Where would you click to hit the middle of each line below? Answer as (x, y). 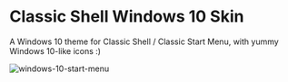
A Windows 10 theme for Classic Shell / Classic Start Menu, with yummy (144, 41)
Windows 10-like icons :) (55, 50)
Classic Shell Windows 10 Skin (127, 17)
